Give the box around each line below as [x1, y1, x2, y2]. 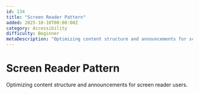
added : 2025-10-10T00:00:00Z [6, 20, 78, 25]
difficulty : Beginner [6, 31, 60, 37]
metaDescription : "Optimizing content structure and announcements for [6, 36, 187, 42]
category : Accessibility [6, 25, 68, 31]
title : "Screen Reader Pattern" [6, 14, 86, 20]
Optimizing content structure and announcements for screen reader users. [6, 81, 188, 88]
